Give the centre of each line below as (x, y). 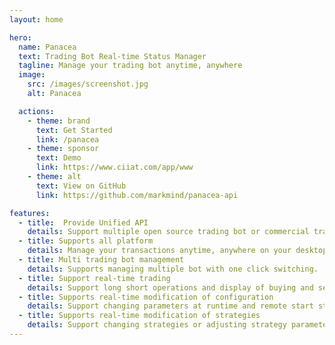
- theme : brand (59, 121)
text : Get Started (74, 130)
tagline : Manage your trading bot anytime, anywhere (130, 66)
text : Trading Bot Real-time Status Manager (112, 56)
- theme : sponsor (63, 149)
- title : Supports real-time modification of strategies (139, 316)
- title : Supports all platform (86, 241)
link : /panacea (67, 139)
